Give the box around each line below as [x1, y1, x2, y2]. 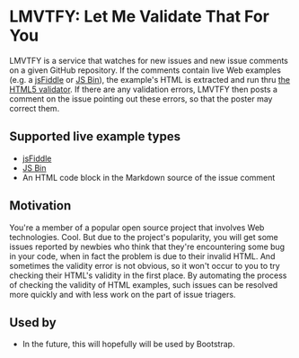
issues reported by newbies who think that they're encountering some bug [9, 241, 286, 252]
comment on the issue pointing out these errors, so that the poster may [9, 93, 273, 104]
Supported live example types [9, 129, 181, 145]
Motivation [9, 198, 72, 213]
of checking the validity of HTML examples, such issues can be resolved [9, 279, 278, 290]
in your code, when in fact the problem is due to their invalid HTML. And [9, 250, 276, 262]
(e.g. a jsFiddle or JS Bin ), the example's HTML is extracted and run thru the [9, 74, 291, 85]
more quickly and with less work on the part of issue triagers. [9, 289, 236, 300]
